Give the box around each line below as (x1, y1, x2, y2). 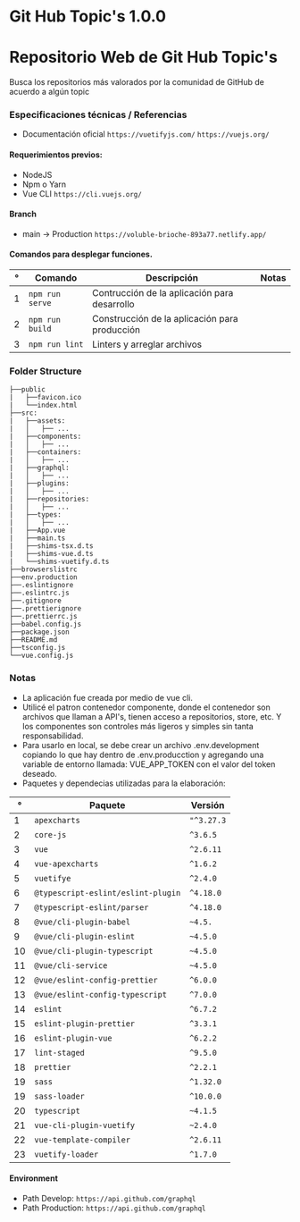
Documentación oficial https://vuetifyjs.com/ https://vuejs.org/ (21, 129, 270, 139)
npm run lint (28, 340, 84, 350)
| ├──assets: (9, 417, 66, 426)
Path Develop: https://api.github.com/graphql (21, 1193, 196, 1203)
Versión (190, 798, 225, 811)
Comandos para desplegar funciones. (9, 249, 154, 260)
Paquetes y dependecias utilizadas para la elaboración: (21, 778, 226, 788)
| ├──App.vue (9, 526, 66, 535)
